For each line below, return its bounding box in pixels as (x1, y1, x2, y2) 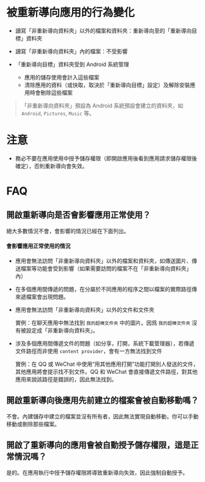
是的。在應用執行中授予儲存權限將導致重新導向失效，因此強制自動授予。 (6, 469, 188, 476)
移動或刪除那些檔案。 (6, 420, 60, 428)
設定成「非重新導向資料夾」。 (26, 327, 99, 334)
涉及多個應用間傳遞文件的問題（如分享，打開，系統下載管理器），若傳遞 (15, 340, 195, 347)
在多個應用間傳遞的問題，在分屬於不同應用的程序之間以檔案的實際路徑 (15, 286, 192, 293)
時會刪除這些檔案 (29, 89, 73, 96)
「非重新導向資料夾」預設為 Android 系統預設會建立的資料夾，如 (21, 102, 184, 109)
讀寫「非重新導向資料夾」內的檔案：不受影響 (15, 47, 128, 55)
